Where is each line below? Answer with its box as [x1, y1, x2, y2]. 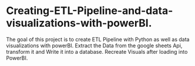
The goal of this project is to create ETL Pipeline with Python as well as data [6, 36, 190, 43]
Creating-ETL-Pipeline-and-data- [6, 4, 173, 18]
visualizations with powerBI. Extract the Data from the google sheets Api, [6, 42, 183, 49]
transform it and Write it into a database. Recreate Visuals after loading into [6, 48, 188, 55]
